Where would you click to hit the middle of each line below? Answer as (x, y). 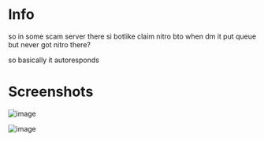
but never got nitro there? (49, 44)
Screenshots (51, 92)
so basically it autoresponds (54, 60)
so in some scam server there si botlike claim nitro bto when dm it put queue (132, 36)
